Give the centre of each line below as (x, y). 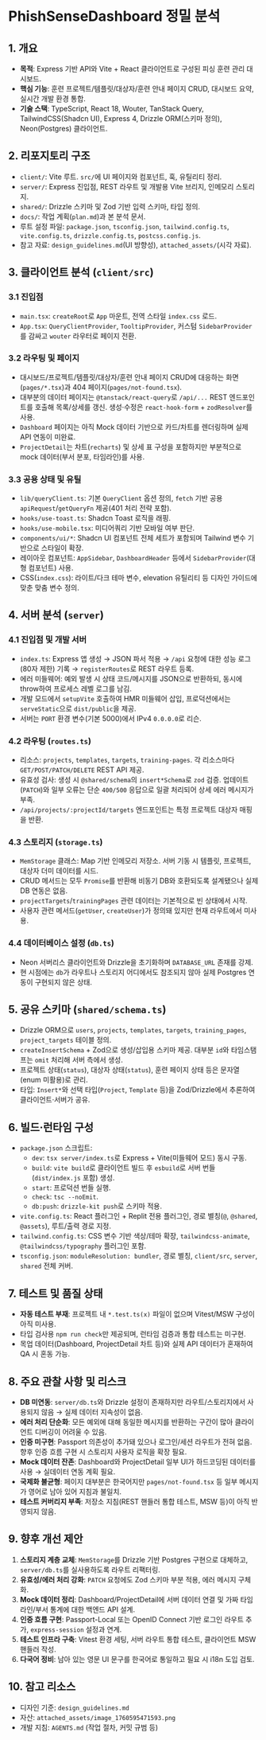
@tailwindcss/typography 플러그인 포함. (83, 1246)
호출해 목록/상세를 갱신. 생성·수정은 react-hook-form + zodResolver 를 (143, 407)
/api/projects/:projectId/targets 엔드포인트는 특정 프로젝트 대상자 (129, 810)
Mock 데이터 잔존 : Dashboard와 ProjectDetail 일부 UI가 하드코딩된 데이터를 (138, 1461)
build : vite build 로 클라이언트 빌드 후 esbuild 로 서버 (116, 1168)
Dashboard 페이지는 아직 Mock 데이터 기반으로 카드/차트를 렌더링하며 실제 (134, 427)
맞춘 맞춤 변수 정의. (49, 588)
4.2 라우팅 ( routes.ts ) (50, 741)
